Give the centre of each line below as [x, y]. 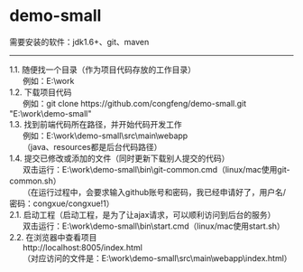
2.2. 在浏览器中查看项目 [53, 237]
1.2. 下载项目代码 [41, 92]
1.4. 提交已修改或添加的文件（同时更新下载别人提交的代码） [119, 158]
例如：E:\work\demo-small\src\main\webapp [105, 136]
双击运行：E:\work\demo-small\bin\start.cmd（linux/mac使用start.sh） [154, 226]
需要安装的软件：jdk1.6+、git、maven [79, 42]
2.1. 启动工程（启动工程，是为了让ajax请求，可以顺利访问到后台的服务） [142, 214]
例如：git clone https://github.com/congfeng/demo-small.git [134, 103]
